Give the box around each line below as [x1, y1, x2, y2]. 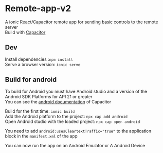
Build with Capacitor [5, 29, 46, 35]
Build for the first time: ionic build [5, 108, 75, 114]
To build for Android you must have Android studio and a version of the [5, 88, 147, 94]
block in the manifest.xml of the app [5, 133, 78, 139]
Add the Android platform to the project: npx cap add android [5, 113, 128, 119]
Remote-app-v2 [5, 3, 72, 14]
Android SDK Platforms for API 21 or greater [5, 93, 93, 100]
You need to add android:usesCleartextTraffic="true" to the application [5, 128, 152, 134]
